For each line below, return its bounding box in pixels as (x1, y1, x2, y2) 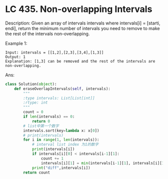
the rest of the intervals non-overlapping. (5, 30, 90, 36)
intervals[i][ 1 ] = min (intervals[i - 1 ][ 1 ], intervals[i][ (40, 160, 162, 165)
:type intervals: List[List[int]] (23, 95, 95, 100)
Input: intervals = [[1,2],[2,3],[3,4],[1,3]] (5, 50, 104, 55)
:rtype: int (23, 100, 48, 105)
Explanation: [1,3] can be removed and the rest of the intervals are (5, 58, 155, 63)
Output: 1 (5, 54, 26, 59)
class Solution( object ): (5, 81, 57, 86)
